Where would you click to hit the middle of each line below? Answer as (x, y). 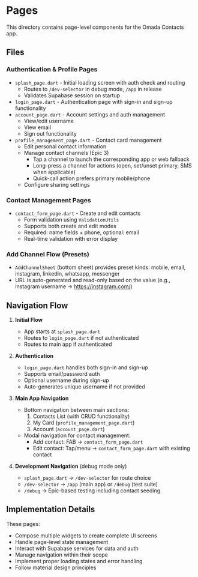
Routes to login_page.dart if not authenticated (81, 338)
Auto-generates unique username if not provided (84, 387)
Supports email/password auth (62, 374)
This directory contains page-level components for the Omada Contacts (95, 27)
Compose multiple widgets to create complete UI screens (86, 536)
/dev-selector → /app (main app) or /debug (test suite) (91, 485)
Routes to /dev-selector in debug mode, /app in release (93, 89)
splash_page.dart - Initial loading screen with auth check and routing (100, 82)
